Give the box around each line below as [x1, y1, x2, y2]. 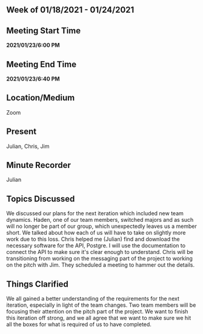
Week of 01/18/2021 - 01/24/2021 [6, 5, 135, 15]
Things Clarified [6, 279, 68, 289]
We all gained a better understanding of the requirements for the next [6, 295, 180, 302]
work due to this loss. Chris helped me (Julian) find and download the [6, 236, 180, 243]
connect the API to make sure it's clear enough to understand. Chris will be [6, 249, 194, 256]
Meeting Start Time [6, 25, 81, 36]
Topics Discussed [6, 193, 75, 204]
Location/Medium [6, 93, 75, 103]
